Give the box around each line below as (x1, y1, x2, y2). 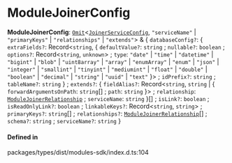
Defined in (7, 132, 38, 141)
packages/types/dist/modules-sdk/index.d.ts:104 (7, 148, 149, 157)
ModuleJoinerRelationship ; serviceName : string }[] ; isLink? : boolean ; (7, 94, 210, 102)
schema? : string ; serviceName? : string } (7, 116, 121, 125)
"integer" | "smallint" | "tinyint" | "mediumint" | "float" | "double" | (7, 65, 208, 73)
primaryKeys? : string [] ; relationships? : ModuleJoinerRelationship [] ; (7, 109, 208, 118)
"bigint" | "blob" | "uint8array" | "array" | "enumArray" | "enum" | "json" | (7, 57, 219, 65)
